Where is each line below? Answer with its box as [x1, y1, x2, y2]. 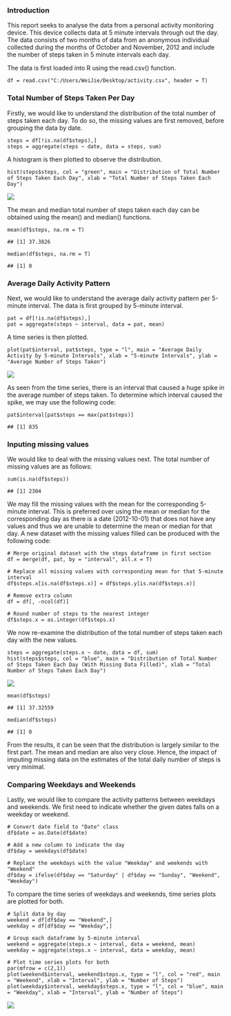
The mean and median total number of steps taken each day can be [7, 206, 200, 214]
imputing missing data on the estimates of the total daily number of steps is [7, 755, 221, 764]
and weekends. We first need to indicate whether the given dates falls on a [7, 803, 219, 811]
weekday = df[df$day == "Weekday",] [7, 923, 112, 930]
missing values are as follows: [7, 462, 92, 471]
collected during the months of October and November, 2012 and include [7, 43, 215, 52]
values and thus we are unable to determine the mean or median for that [7, 522, 212, 530]
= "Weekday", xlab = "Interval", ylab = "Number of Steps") [7, 989, 184, 996]
